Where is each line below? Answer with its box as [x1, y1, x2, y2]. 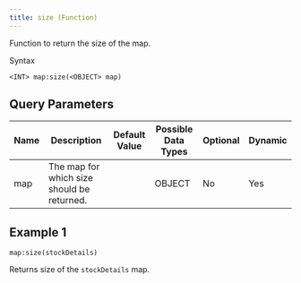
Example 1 [9, 225, 67, 240]
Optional [202, 134, 240, 147]
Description [50, 134, 102, 147]
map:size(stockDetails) [9, 248, 99, 258]
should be [47, 183, 90, 195]
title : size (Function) [9, 13, 99, 22]
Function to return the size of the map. [9, 38, 151, 48]
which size [47, 172, 94, 184]
